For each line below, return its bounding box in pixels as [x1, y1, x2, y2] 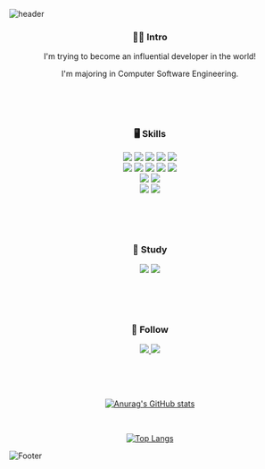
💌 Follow [130, 323, 170, 336]
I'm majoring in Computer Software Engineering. [61, 68, 239, 80]
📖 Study [132, 243, 168, 255]
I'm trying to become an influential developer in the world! [43, 51, 257, 62]
